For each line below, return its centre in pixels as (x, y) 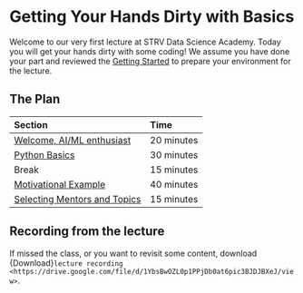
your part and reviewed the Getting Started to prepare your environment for (151, 61)
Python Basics (44, 154)
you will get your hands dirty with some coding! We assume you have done (150, 51)
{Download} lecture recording (66, 263)
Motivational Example (60, 184)
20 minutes (174, 140)
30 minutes (174, 154)
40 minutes (174, 184)
